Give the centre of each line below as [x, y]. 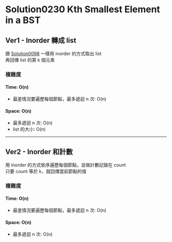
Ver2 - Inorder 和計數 [39, 152]
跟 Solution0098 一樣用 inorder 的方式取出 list [53, 54]
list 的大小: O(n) [29, 129]
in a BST [23, 20]
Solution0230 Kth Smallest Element [83, 9]
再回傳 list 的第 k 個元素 [30, 60]
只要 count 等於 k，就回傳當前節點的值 [46, 172]
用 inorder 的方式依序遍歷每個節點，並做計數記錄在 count [66, 165]
